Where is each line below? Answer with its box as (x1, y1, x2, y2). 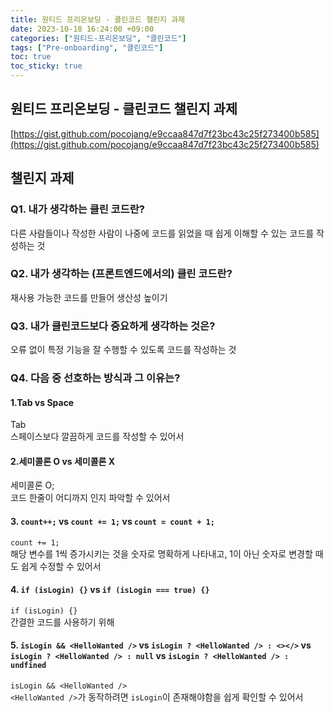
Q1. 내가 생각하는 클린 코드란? (10, 202, 145, 216)
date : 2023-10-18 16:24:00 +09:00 (10, 24, 155, 34)
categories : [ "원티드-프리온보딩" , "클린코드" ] (10, 33, 187, 43)
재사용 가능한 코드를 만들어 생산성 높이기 (10, 291, 168, 303)
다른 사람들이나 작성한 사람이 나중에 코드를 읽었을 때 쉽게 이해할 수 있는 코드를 (10, 227, 315, 239)
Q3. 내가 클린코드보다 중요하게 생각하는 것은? (10, 319, 216, 333)
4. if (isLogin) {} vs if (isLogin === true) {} (10, 584, 210, 596)
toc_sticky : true (10, 61, 83, 71)
